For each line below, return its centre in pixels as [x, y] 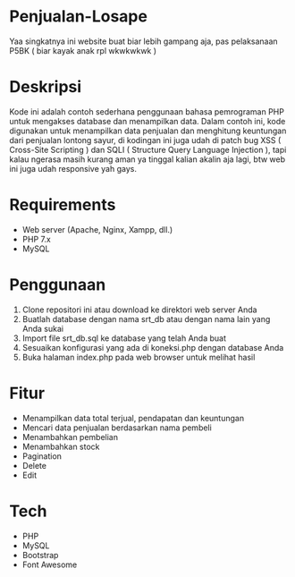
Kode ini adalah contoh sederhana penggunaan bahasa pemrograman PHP [147, 111]
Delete [34, 465]
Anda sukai [43, 328]
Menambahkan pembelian [70, 437]
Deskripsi [46, 87]
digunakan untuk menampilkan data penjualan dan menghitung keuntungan [148, 131]
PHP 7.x [36, 239]
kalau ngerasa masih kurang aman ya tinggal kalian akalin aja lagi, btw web [147, 159]
